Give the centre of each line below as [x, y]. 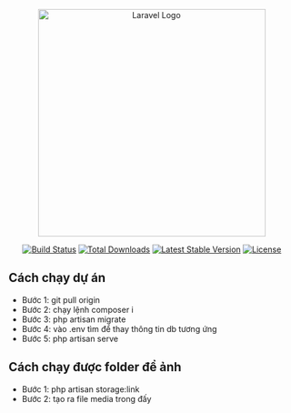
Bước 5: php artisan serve [70, 338]
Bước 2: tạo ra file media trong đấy [86, 398]
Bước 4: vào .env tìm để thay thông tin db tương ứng [119, 328]
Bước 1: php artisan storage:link [80, 389]
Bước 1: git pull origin [61, 299]
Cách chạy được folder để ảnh [95, 367]
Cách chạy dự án [57, 278]
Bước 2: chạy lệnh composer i [77, 309]
